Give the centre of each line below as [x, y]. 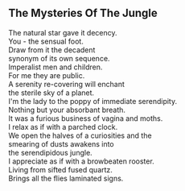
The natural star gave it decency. [63, 32]
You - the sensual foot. [46, 41]
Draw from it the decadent [52, 50]
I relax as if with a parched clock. [63, 127]
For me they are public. [47, 75]
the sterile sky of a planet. [51, 93]
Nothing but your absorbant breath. [67, 110]
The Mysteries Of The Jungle [83, 13]
